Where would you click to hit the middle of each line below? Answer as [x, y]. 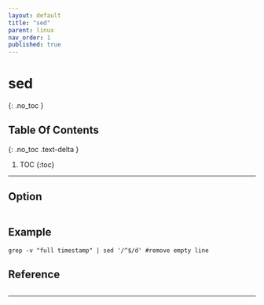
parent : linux [31, 30]
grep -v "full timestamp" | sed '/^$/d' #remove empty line [109, 250]
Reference [34, 274]
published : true [35, 45]
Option [25, 197]
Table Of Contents [54, 130]
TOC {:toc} [37, 164]
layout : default [35, 15]
